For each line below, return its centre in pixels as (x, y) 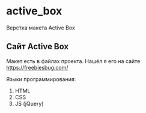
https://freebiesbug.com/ (37, 67)
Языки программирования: (41, 79)
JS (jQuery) (29, 103)
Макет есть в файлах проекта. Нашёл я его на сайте (73, 61)
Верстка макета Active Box (41, 28)
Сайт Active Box (38, 47)
